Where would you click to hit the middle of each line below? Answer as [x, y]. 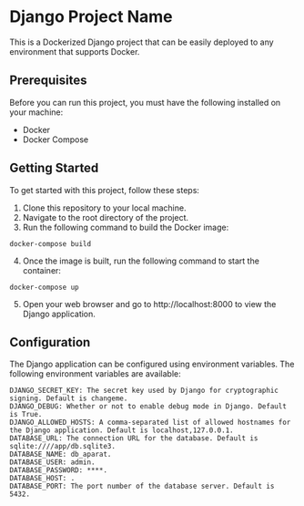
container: [42, 270]
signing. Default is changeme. [69, 398]
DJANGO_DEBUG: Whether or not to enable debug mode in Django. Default [148, 407]
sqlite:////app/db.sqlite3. [63, 447]
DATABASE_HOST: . [42, 479]
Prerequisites [48, 81]
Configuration [50, 342]
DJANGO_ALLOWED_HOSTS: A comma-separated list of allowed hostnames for [150, 423]
